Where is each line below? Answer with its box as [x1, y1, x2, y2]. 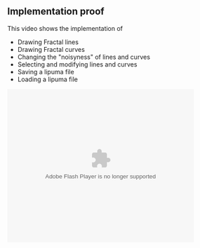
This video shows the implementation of [7, 24, 124, 32]
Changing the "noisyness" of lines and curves [17, 53, 151, 61]
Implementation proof [7, 6, 105, 18]
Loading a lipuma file [17, 75, 79, 83]
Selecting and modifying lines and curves [17, 60, 138, 69]
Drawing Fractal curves [17, 45, 86, 53]
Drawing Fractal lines [17, 38, 79, 46]
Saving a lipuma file [17, 67, 75, 76]
